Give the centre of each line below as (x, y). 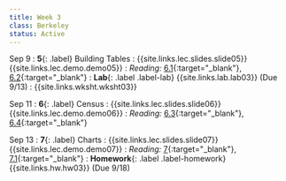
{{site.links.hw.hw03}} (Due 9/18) (70, 168)
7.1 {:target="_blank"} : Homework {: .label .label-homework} (118, 159)
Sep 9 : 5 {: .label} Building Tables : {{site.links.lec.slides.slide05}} (128, 59)
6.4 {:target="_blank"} (49, 123)
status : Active (37, 34)
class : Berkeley (39, 26)
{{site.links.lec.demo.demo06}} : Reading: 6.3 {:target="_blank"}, (127, 113)
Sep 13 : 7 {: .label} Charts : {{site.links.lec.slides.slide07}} (114, 140)
